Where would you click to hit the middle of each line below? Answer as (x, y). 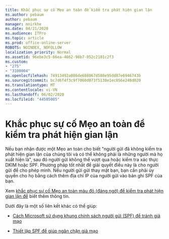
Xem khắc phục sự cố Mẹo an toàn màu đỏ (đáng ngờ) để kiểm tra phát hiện (84, 191)
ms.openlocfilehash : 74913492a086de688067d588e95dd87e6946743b (73, 76)
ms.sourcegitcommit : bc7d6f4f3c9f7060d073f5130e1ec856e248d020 (73, 80)
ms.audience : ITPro (26, 33)
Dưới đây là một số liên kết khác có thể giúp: (51, 206)
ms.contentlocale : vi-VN (31, 90)
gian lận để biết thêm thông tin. (38, 196)
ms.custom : (17, 62)
